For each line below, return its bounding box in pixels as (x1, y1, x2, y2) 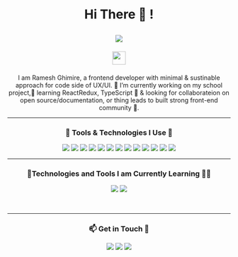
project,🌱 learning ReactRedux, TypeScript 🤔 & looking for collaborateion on (8, 88, 230, 97)
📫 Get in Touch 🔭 (88, 224, 150, 234)
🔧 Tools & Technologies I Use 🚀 (64, 127, 174, 137)
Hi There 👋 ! (84, 6, 154, 23)
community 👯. (98, 103, 140, 112)
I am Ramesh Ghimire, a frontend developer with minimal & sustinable (17, 73, 221, 82)
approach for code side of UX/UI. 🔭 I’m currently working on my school (15, 80, 223, 89)
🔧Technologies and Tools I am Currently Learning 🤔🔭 (27, 169, 211, 179)
